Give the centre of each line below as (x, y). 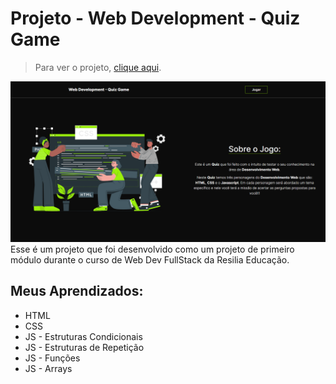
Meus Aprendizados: (77, 291)
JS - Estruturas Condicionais (83, 336)
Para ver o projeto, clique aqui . (98, 67)
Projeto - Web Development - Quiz (155, 18)
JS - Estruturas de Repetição (84, 347)
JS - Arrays (48, 368)
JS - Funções (52, 358)
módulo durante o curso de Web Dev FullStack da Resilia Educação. (150, 259)
